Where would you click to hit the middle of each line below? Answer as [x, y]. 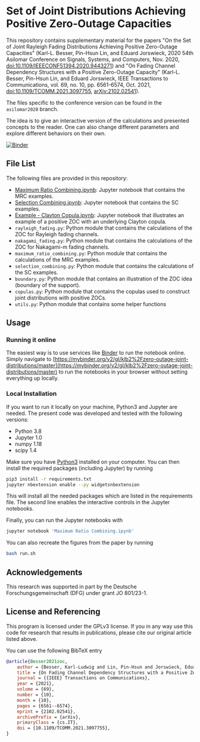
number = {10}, [36, 695]
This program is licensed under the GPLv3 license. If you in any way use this [100, 626]
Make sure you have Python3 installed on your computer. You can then [93, 462]
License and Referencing [53, 612]
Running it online [31, 340]
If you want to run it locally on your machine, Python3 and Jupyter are [92, 407]
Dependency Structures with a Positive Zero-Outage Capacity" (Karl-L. [93, 72]
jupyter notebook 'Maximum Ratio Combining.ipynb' [70, 531]
